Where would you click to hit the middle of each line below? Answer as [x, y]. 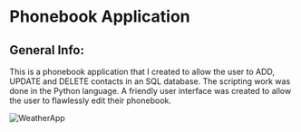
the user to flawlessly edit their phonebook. [91, 100]
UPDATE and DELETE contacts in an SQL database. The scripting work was [150, 81]
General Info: [47, 50]
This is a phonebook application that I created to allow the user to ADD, [142, 71]
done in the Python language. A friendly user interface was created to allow [150, 91]
